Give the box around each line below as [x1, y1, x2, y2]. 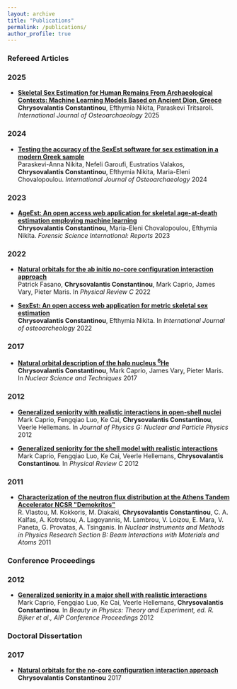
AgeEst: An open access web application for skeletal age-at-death [17, 209, 218, 217]
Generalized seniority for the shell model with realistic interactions [17, 444, 218, 452]
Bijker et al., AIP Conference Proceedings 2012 [17, 613, 154, 622]
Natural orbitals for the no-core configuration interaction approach [17, 666, 219, 675]
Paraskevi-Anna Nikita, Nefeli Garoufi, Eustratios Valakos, [17, 160, 185, 169]
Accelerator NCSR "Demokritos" [17, 500, 116, 508]
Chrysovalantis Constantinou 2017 [17, 673, 122, 682]
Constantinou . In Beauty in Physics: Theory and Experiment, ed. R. [17, 606, 214, 615]
